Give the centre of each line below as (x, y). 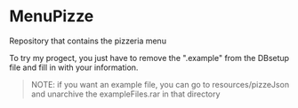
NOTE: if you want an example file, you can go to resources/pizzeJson (160, 84)
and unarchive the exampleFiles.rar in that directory (125, 94)
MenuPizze (52, 16)
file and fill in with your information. (74, 67)
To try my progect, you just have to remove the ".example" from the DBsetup (149, 58)
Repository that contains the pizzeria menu (88, 41)
